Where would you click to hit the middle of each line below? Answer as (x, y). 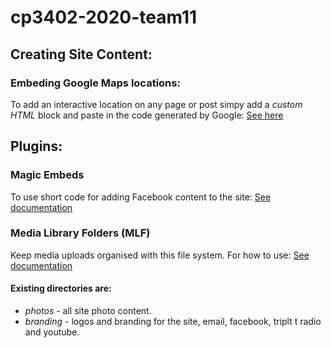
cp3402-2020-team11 (104, 17)
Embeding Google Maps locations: (95, 83)
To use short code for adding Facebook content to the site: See (141, 197)
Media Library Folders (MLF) (80, 233)
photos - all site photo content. (88, 311)
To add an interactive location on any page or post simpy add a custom (156, 104)
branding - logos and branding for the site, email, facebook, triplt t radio (173, 322)
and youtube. (52, 332)
